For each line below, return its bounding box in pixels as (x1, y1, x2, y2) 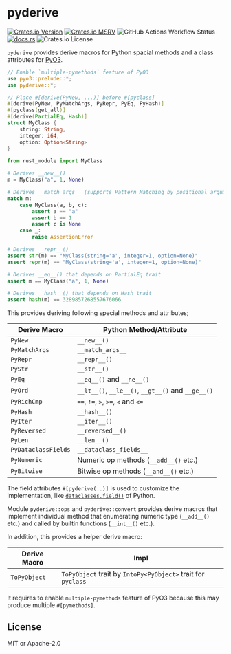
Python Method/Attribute (102, 325, 188, 335)
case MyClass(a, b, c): (19, 201, 88, 208)
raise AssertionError (32, 234, 94, 241)
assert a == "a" (32, 208, 78, 215)
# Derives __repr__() (7, 246, 69, 253)
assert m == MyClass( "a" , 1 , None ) (7, 277, 109, 285)
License (7, 621, 42, 633)
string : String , (19, 126, 67, 133)
